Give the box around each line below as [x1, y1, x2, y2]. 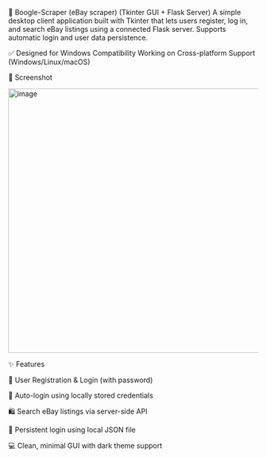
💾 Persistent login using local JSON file [8, 425, 137, 434]
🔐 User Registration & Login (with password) [8, 375, 153, 385]
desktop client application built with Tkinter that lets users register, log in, [8, 16, 248, 25]
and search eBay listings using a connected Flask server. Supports [8, 25, 226, 33]
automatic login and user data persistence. [8, 33, 149, 42]
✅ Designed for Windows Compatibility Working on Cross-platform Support [8, 49, 256, 57]
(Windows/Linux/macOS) [8, 57, 91, 67]
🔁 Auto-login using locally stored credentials [8, 390, 153, 400]
